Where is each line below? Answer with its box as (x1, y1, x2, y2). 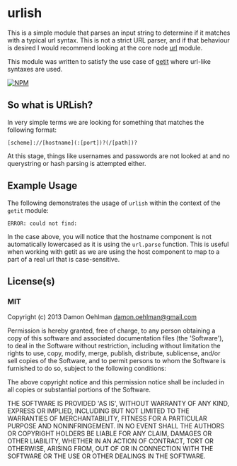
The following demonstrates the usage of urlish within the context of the (7, 199, 221, 207)
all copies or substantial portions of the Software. (7, 385, 151, 394)
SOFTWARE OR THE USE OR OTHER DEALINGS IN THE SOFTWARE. (7, 452, 206, 460)
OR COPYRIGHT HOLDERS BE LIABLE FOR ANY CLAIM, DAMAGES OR (7, 429, 212, 438)
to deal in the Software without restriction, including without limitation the (7, 342, 221, 350)
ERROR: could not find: (7, 220, 78, 227)
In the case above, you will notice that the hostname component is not (7, 232, 212, 240)
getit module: (7, 206, 49, 214)
